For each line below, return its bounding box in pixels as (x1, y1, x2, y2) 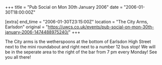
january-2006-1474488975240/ (5, 29, 69, 35)
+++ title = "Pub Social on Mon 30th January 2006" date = (5, 4, 123, 10)
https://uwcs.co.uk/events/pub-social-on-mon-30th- (48, 24, 154, 30)
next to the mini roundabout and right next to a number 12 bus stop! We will (5, 44, 156, 49)
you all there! (5, 54, 32, 60)
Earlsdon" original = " (5, 24, 48, 30)
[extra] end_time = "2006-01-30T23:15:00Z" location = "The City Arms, (5, 19, 148, 24)
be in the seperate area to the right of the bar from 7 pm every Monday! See (5, 49, 157, 55)
